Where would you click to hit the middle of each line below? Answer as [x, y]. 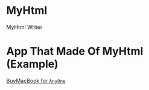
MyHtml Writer [24, 27]
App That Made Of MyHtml [75, 51]
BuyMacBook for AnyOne [36, 80]
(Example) [32, 64]
